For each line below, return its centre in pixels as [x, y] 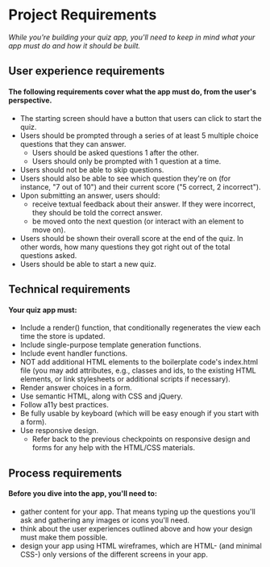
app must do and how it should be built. [75, 45]
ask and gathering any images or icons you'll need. [105, 520]
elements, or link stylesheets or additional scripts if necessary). [125, 379]
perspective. [30, 100]
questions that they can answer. [73, 144]
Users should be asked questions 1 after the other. [115, 152]
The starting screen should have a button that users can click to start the [141, 118]
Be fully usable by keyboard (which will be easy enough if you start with [139, 414]
